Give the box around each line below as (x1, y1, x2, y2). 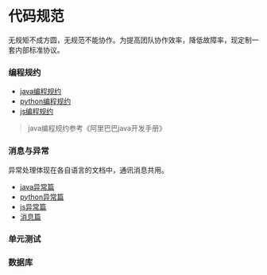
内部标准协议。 (14, 45, 64, 54)
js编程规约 (19, 107, 54, 116)
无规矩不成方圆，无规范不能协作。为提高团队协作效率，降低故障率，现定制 (8, 35, 252, 45)
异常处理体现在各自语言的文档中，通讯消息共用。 (8, 165, 168, 175)
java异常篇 (19, 182, 55, 191)
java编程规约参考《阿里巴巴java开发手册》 (27, 124, 167, 133)
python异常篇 (19, 192, 64, 202)
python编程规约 (19, 96, 72, 106)
